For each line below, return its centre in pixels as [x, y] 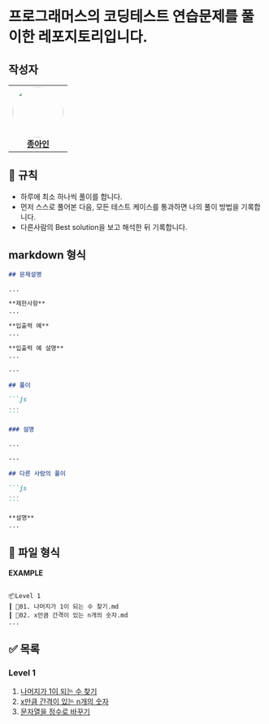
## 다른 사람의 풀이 [37, 473]
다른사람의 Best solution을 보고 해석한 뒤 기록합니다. [104, 227]
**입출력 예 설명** [36, 348]
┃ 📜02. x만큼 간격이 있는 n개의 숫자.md [68, 615]
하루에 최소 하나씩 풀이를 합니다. [71, 197]
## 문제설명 [25, 274]
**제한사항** [27, 304]
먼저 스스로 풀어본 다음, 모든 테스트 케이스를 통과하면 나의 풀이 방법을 [130, 206]
